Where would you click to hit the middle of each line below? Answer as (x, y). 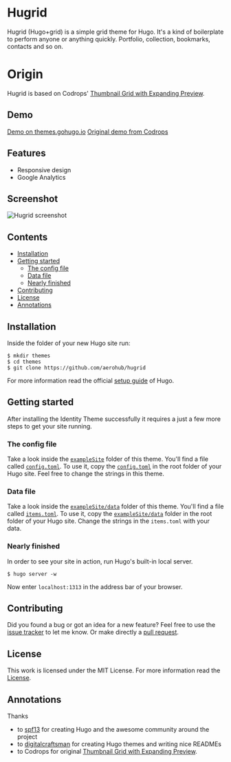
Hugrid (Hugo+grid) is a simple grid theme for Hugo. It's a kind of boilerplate (115, 32)
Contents (27, 237)
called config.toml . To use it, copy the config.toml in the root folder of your (114, 466)
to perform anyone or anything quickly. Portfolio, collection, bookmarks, (109, 39)
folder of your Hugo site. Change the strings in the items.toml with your (108, 521)
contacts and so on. (35, 46)
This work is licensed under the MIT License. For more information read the (114, 670)
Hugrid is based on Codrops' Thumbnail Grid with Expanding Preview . (106, 93)
